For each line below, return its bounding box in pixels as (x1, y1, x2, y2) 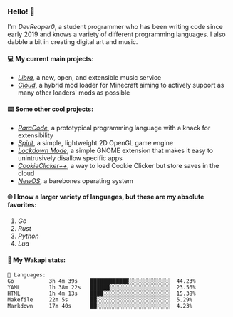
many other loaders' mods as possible (17, 88, 130, 97)
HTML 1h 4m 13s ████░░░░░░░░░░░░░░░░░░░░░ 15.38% (7, 290, 196, 298)
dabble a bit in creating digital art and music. (7, 38, 138, 46)
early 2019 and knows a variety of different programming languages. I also (7, 30, 226, 38)
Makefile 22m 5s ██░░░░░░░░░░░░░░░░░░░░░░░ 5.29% (7, 296, 193, 303)
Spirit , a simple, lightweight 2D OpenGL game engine (17, 138, 173, 147)
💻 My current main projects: (7, 54, 94, 63)
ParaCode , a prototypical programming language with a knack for (17, 123, 211, 132)
